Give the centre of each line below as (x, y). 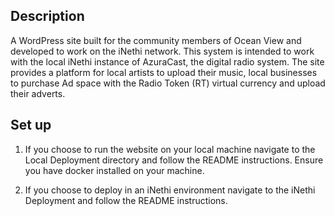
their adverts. (38, 93)
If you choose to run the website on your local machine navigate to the (170, 149)
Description (47, 16)
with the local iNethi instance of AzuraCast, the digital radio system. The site (167, 61)
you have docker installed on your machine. (114, 170)
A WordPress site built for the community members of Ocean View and (156, 40)
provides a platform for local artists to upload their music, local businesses (164, 72)
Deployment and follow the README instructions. (126, 200)
